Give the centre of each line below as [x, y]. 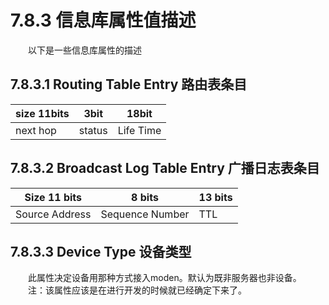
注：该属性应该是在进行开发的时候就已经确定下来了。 [137, 290]
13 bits [215, 197]
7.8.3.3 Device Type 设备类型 [101, 251]
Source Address [53, 214]
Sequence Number [145, 214]
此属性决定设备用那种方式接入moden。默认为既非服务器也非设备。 [164, 278]
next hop [36, 130]
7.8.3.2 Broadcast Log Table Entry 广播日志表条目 [165, 168]
